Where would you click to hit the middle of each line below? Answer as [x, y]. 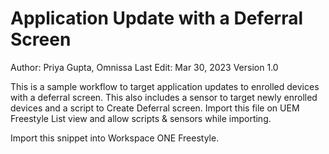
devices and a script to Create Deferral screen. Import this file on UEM [155, 108]
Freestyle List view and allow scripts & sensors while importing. [141, 118]
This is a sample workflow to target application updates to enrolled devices [165, 86]
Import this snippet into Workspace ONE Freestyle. [115, 138]
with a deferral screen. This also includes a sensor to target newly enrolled [164, 97]
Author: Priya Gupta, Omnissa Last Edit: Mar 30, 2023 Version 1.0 [144, 67]
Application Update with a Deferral [157, 18]
